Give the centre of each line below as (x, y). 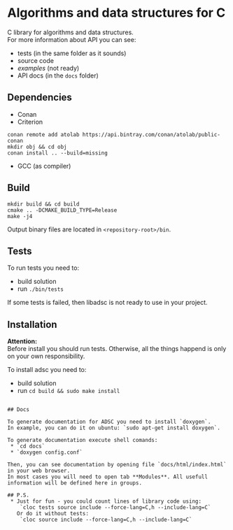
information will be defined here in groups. (75, 483)
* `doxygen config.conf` (46, 452)
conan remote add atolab (43, 134)
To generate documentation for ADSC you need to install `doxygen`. (109, 422)
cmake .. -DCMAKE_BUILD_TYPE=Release (62, 210)
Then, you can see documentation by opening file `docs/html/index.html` (117, 465)
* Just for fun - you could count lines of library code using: (106, 501)
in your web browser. (39, 471)
